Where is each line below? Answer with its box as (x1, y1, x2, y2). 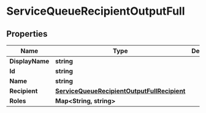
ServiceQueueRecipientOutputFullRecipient (55, 87, 186, 95)
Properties (6, 29, 48, 39)
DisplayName (9, 57, 50, 65)
